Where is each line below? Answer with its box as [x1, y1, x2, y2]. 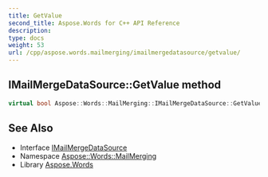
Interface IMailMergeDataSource [19, 143, 128, 152]
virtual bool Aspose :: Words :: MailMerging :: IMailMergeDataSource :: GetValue [8, 99, 262, 108]
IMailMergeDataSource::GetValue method [8, 78, 222, 92]
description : [8, 26, 52, 34]
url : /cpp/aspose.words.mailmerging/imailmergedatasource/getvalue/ [8, 49, 241, 57]
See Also [8, 121, 53, 136]
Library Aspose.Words [19, 159, 94, 169]
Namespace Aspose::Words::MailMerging [19, 151, 157, 160]
